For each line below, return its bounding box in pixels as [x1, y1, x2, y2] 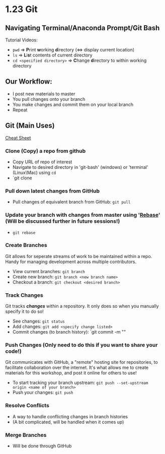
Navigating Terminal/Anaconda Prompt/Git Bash [5, 24, 160, 32]
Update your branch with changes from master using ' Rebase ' [5, 212, 160, 219]
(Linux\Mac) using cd [12, 169, 56, 175]
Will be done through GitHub [12, 443, 72, 449]
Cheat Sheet [5, 135, 31, 141]
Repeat [12, 107, 28, 113]
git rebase [12, 230, 36, 235]
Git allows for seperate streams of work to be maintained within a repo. [5, 253, 152, 259]
